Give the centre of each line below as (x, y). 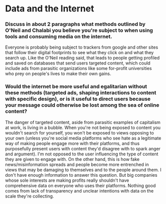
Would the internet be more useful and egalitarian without (76, 86)
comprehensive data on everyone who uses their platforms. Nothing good (81, 185)
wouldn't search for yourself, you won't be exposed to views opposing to (80, 133)
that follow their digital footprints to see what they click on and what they (80, 53)
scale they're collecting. (30, 196)
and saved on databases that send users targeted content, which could (78, 63)
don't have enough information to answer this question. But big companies (81, 175)
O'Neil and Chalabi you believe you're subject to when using (79, 30)
